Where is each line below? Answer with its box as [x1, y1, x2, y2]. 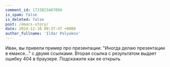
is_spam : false [5, 12, 38, 17]
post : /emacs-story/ [5, 21, 49, 27]
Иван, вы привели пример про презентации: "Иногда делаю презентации [5, 45, 165, 51]
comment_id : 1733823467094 [5, 7, 62, 13]
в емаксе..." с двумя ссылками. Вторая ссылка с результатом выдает [5, 50, 157, 56]
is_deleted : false [5, 17, 44, 22]
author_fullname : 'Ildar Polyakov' [5, 31, 81, 36]
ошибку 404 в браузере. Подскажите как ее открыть [5, 56, 121, 61]
